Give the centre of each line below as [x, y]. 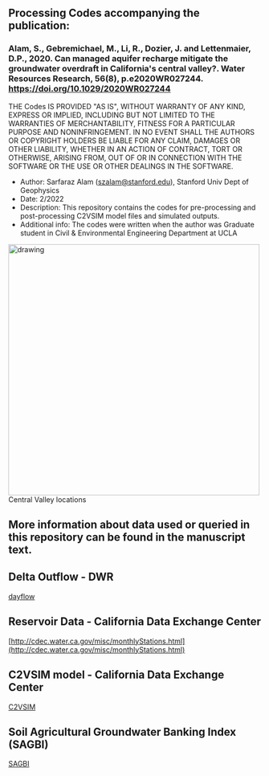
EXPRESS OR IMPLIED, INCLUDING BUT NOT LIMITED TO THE [112, 115]
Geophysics [40, 190]
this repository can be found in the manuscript [127, 537]
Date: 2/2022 [42, 198]
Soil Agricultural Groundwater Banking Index [122, 731]
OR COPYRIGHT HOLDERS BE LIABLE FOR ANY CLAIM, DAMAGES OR [124, 141]
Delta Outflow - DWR [61, 577]
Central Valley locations [47, 499]
